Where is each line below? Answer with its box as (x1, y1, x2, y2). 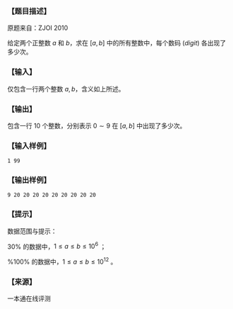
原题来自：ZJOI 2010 (7, 23, 68, 33)
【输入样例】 (7, 140, 52, 150)
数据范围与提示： (7, 227, 57, 235)
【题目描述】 (7, 6, 52, 16)
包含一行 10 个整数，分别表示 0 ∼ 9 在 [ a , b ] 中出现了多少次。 (7, 121, 186, 130)
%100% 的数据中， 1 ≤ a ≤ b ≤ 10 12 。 (7, 257, 117, 266)
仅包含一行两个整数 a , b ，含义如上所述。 (7, 84, 125, 93)
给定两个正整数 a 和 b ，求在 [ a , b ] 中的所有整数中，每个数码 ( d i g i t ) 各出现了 (7, 39, 227, 47)
